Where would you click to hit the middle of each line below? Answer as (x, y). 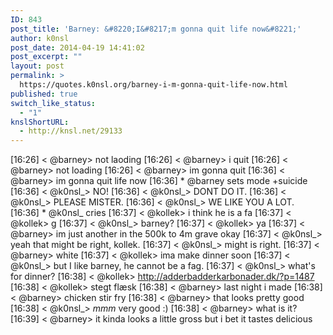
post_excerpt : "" (46, 57)
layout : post (37, 66)
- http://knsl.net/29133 (71, 131)
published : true (44, 94)
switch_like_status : (53, 103)
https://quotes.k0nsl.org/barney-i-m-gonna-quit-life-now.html (153, 85)
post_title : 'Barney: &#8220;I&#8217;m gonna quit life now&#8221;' (156, 29)
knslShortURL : (40, 122)
